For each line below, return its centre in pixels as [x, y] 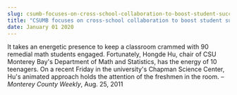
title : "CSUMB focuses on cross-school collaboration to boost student [115, 20]
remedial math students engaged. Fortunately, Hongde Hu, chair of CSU [112, 54]
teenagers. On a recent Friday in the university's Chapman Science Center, [116, 69]
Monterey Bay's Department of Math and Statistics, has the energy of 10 [112, 62]
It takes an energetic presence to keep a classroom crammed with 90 [108, 47]
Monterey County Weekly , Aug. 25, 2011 [65, 84]
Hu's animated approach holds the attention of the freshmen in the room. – [116, 77]
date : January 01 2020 [41, 27]
